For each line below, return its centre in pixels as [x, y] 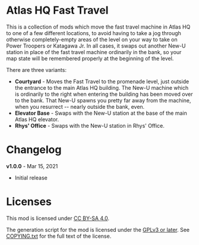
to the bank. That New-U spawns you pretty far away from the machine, [103, 100]
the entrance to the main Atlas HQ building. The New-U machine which [102, 87]
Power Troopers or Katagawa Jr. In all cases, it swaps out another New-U [96, 46]
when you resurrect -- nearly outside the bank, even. [80, 106]
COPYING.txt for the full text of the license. [59, 236]
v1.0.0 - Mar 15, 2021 [32, 166]
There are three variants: [37, 70]
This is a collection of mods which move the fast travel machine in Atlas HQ [98, 27]
